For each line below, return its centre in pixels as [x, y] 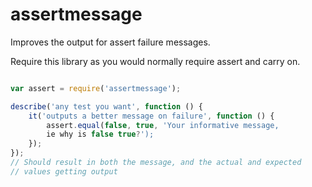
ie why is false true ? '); [100, 134]
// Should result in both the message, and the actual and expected [156, 163]
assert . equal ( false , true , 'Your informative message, [163, 125]
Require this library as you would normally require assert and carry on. [155, 61]
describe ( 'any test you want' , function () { [106, 106]
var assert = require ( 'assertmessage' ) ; [96, 88]
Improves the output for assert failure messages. [110, 42]
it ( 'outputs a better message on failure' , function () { [151, 116]
